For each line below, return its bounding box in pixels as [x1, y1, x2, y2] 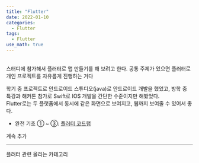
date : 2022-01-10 [6, 14, 49, 20]
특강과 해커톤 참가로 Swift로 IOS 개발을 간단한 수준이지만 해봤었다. [6, 92, 160, 100]
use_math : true [6, 42, 44, 48]
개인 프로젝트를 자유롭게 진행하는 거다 [6, 72, 94, 79]
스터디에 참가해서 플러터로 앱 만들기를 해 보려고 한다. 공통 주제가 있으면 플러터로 [6, 65, 191, 72]
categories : [6, 20, 36, 25]
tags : [6, 31, 20, 37]
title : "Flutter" [6, 8, 49, 15]
